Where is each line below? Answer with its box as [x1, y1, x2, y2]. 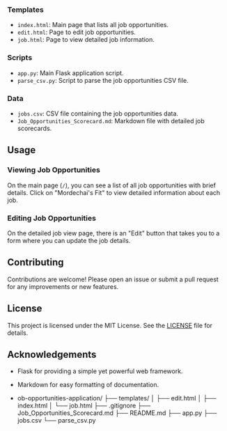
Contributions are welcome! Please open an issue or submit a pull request [7, 275, 219, 283]
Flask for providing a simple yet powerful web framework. [17, 367, 183, 375]
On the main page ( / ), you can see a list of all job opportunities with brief [7, 181, 216, 189]
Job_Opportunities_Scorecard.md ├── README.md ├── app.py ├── [17, 409, 217, 417]
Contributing [7, 256, 64, 269]
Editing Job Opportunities [7, 213, 96, 223]
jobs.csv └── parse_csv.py [17, 416, 96, 425]
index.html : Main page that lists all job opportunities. [17, 21, 169, 29]
